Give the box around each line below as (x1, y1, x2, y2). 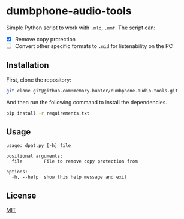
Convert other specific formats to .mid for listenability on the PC (14, 43, 173, 49)
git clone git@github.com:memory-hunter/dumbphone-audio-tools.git (6, 88, 179, 94)
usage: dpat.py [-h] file (6, 143, 71, 149)
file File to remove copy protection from (11, 158, 138, 164)
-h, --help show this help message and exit (11, 174, 128, 181)
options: (6, 169, 28, 175)
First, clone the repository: (6, 76, 72, 83)
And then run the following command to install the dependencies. (6, 98, 168, 106)
